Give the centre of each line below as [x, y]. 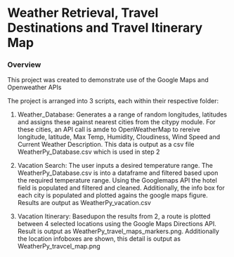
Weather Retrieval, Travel [83, 13]
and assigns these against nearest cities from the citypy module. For [116, 122]
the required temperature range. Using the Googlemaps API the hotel [117, 180]
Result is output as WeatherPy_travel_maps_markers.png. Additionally [118, 231]
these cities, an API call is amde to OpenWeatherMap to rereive [109, 130]
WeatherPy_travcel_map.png [59, 246]
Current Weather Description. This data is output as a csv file [106, 145]
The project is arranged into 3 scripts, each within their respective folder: [113, 101]
